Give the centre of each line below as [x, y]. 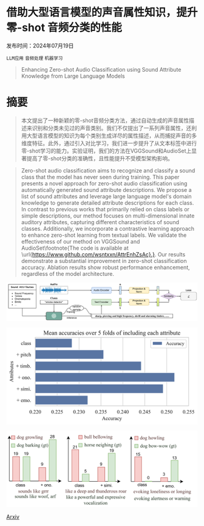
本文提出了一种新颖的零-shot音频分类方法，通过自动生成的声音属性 [105, 120]
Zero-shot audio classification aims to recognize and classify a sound [108, 170]
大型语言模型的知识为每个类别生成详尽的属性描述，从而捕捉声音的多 [112, 135]
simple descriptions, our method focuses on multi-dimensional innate [108, 216]
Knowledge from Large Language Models [73, 76]
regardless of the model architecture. [67, 273]
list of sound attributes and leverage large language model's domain [106, 196]
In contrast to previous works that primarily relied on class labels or [105, 209]
